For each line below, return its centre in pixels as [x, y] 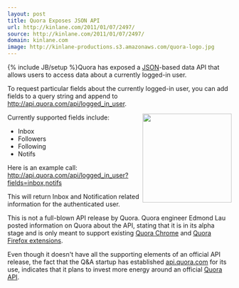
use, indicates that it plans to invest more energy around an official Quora [115, 270]
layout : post [27, 14]
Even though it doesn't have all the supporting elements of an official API [114, 254]
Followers [32, 139]
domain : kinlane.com [38, 41]
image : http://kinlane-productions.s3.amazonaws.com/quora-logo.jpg [111, 47]
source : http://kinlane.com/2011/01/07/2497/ [76, 34]
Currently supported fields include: [59, 117]
